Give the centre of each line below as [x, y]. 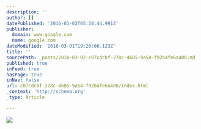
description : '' [27, 12]
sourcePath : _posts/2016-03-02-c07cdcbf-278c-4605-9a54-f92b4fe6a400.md [101, 57]
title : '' [19, 52]
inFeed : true [23, 69]
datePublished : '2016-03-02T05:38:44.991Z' [63, 23]
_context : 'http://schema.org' [46, 92]
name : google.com [34, 40]
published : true [27, 63]
